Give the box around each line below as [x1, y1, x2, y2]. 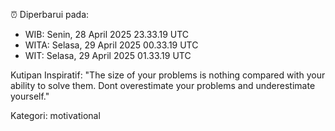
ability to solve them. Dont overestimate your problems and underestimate [10, 80, 316, 91]
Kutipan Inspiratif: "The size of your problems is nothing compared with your [10, 69, 326, 81]
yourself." [10, 90, 50, 102]
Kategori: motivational [10, 110, 101, 121]
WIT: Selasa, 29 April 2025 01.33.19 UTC [24, 50, 192, 61]
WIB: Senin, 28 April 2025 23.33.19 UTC [24, 29, 190, 40]
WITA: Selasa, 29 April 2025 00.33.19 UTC [24, 39, 199, 51]
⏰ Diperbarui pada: [10, 9, 90, 20]
